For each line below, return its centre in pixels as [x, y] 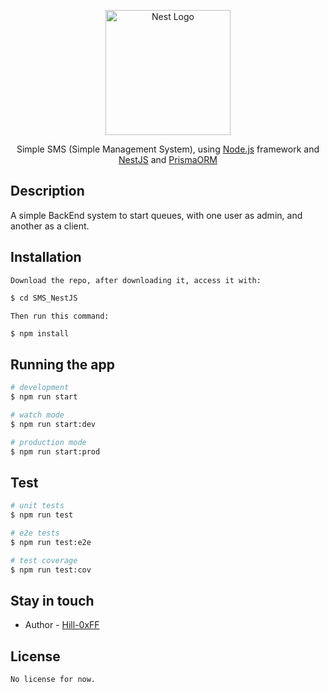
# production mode [48, 442]
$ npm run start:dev [53, 424]
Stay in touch [52, 600]
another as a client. [50, 226]
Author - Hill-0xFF [62, 625]
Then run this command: [60, 316]
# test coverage [44, 560]
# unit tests [37, 506]
